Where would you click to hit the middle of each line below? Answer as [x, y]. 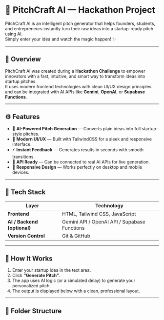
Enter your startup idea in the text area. [51, 270]
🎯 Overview [23, 59]
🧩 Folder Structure [33, 311]
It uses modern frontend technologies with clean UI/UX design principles [78, 86]
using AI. [14, 34]
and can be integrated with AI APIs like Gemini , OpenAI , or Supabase [75, 92]
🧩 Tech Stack [25, 192]
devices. [21, 172]
